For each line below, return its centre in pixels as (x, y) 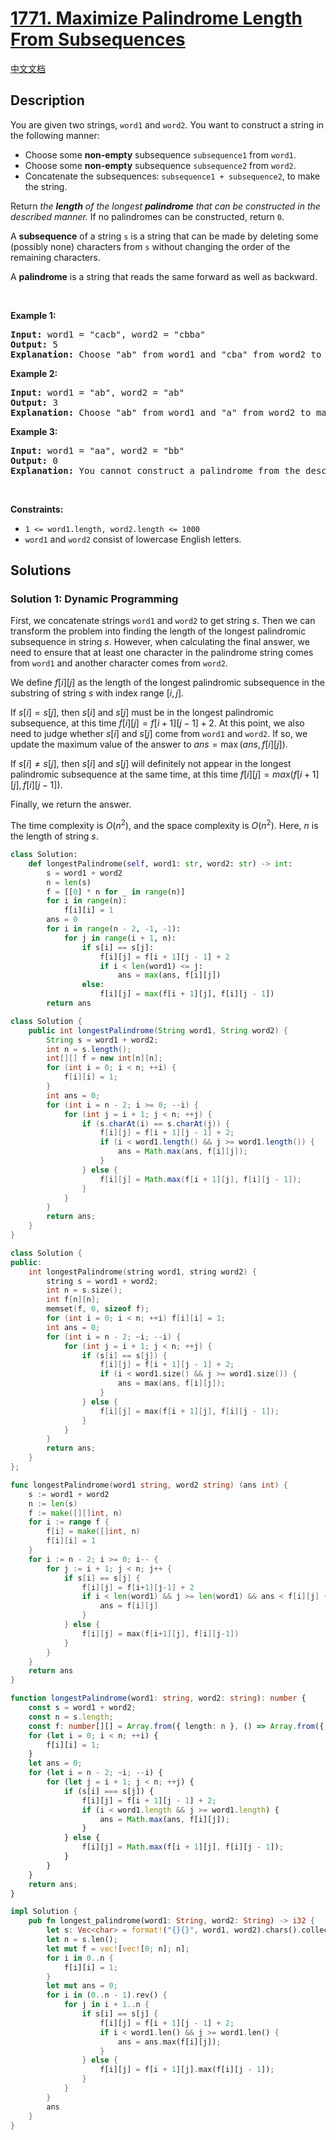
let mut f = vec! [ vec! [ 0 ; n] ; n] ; (118, 1948)
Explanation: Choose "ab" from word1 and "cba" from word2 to (166, 354)
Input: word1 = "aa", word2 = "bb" (97, 450)
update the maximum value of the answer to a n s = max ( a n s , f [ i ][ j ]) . (149, 744)
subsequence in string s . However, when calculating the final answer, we (160, 642)
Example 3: (34, 431)
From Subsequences (98, 39)
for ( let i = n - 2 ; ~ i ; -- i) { (95, 1773)
